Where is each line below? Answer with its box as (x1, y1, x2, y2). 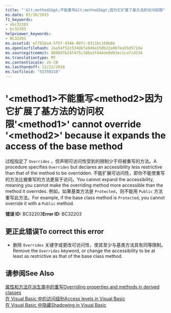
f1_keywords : (5, 17, 33, 22)
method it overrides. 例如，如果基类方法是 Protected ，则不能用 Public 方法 (5, 188, 163, 194)
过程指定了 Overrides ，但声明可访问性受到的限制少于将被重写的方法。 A (5, 158, 157, 164)
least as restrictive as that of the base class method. (12, 253, 123, 259)
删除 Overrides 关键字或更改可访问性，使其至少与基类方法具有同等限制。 (12, 241, 166, 248)
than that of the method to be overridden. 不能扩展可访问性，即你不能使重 (5, 170, 161, 176)
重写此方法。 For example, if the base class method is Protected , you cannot (5, 194, 165, 200)
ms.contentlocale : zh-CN (5, 60, 58, 65)
